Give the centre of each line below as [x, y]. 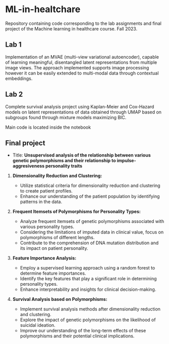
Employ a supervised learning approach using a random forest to [88, 268]
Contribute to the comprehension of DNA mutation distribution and [89, 243]
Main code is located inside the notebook [48, 127]
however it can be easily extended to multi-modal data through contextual [82, 73]
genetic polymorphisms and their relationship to [64, 161]
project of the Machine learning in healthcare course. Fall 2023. [71, 28]
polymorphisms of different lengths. [57, 238]
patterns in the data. [41, 202]
